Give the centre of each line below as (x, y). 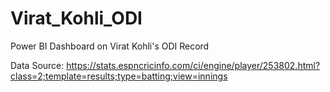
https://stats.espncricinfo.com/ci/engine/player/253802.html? (193, 65)
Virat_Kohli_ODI (76, 18)
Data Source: (37, 65)
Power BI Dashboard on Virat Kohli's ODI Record (110, 46)
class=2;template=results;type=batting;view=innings (119, 76)
